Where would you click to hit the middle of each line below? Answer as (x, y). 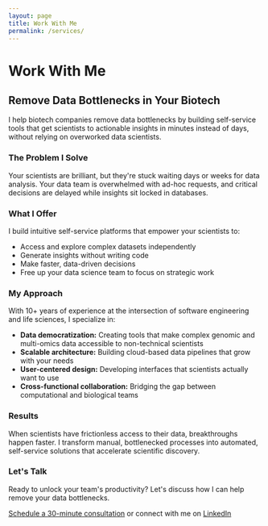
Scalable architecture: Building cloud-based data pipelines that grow (135, 353)
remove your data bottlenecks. (59, 498)
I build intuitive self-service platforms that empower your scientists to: (124, 231)
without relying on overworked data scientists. (85, 137)
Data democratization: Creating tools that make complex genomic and (137, 335)
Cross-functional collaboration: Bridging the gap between (118, 386)
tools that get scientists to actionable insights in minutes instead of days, (129, 128)
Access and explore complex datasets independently (108, 246)
